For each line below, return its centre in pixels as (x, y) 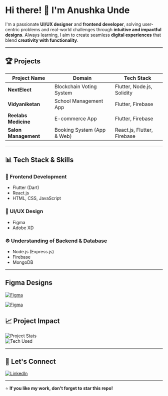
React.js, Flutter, (134, 130)
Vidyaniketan (24, 104)
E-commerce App (75, 119)
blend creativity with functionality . (42, 40)
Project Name (29, 78)
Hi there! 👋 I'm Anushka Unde (67, 10)
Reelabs (17, 115)
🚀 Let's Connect (30, 362)
